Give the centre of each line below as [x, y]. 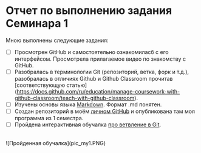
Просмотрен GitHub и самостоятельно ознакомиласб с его [91, 52]
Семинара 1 [37, 23]
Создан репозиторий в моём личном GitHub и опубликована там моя [105, 111]
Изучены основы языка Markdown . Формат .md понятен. [88, 104]
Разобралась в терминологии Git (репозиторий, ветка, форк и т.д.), [102, 72]
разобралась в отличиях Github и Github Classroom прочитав [94, 79]
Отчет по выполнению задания [89, 11]
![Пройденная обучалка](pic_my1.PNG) [56, 143]
